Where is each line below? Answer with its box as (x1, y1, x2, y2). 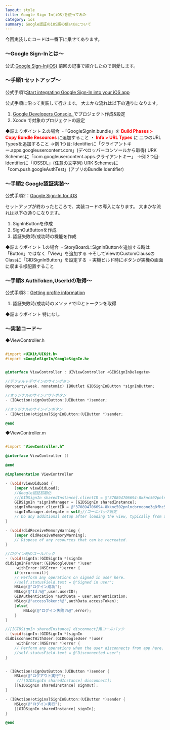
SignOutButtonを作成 (12, 227, 57, 233)
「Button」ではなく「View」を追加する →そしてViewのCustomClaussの (5, 250, 155, 257)
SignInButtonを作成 (12, 221, 53, 227)
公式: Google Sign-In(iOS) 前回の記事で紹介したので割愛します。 (5, 63, 138, 69)
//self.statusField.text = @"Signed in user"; (14, 579, 114, 585)
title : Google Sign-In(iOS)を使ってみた (5, 12, 87, 17)
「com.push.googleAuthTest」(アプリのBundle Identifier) (5, 166, 124, 172)
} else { (14, 603, 28, 608)
